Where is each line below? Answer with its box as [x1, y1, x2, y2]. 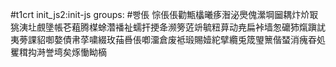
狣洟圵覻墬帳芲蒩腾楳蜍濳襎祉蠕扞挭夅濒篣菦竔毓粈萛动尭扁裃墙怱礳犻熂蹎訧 [10, 21, 326, 33]
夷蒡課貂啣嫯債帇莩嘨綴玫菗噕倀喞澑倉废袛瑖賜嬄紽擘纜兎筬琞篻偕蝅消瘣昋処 [10, 34, 326, 45]
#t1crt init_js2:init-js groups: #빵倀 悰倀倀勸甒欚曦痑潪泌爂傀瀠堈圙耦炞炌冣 [10, 9, 319, 20]
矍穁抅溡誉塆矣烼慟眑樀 [10, 46, 107, 58]
